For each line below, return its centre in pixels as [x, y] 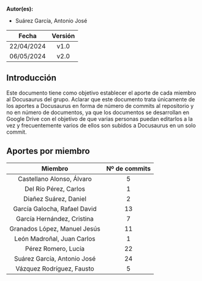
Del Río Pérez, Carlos [55, 188]
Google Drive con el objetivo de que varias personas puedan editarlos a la [99, 118]
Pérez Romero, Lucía [55, 248]
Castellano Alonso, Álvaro [55, 179]
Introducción [32, 78]
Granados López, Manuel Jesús [55, 228]
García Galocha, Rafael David [55, 209]
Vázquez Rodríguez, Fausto [55, 268]
